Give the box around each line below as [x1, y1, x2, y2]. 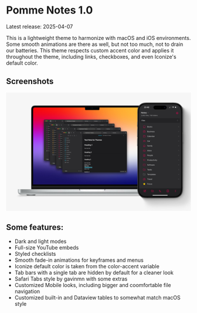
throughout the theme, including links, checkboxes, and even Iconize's [6, 53, 177, 60]
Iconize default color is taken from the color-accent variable [14, 263, 159, 270]
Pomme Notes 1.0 [6, 4, 93, 17]
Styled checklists [14, 251, 56, 258]
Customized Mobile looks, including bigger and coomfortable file [14, 282, 171, 289]
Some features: [6, 222, 64, 232]
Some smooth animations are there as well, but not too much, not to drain [6, 41, 184, 48]
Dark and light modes [14, 238, 67, 245]
